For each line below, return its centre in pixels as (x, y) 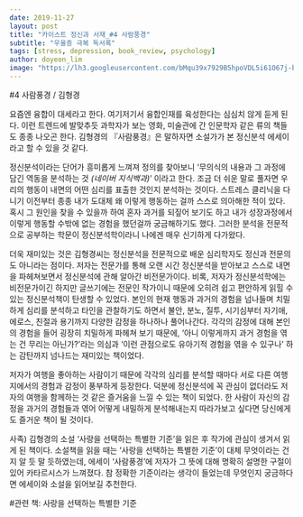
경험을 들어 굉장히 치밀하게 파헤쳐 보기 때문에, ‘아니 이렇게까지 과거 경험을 (148, 332)
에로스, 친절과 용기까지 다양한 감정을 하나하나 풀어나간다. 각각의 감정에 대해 (142, 321)
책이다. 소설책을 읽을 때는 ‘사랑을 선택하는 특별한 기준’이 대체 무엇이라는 (154, 450)
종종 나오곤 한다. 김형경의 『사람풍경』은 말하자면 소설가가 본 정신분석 (142, 136)
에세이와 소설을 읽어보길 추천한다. (78, 484)
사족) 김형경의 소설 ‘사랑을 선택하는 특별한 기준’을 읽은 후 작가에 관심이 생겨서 (145, 439)
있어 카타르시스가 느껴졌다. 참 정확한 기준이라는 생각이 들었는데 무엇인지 (136, 472)
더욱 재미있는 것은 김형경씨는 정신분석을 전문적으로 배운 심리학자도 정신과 (138, 254)
